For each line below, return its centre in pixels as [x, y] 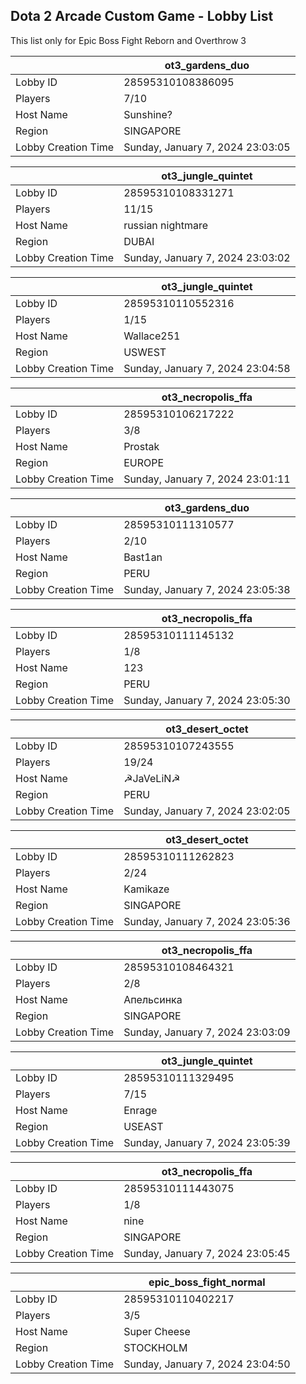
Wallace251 [152, 336]
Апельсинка [153, 999]
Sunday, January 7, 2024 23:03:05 [207, 147]
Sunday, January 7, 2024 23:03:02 [207, 257]
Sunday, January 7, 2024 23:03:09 [207, 1032]
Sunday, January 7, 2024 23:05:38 [207, 589]
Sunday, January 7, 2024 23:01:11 [207, 479]
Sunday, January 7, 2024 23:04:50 [207, 1364]
